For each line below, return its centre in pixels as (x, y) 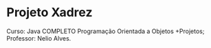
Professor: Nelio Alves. (39, 38)
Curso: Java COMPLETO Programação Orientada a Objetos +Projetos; (105, 31)
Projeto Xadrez (49, 13)
